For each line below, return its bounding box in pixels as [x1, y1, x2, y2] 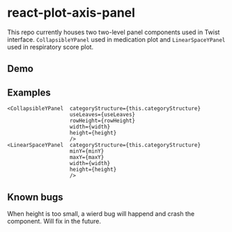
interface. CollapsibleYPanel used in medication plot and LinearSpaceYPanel [7, 35, 226, 43]
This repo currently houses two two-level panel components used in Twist [7, 28, 220, 36]
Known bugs [7, 191, 64, 203]
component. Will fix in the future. [7, 217, 102, 225]
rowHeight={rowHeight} [69, 117, 136, 125]
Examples [7, 86, 51, 98]
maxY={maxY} [69, 154, 105, 161]
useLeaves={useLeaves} [69, 111, 136, 118]
